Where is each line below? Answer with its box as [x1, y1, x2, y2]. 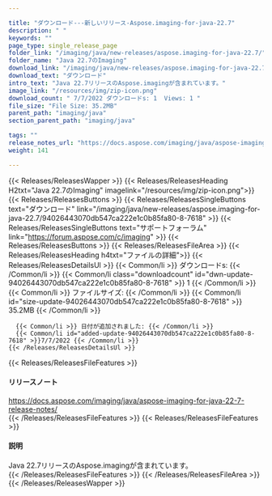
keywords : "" [8, 34, 53, 42]
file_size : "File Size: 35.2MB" [8, 102, 117, 110]
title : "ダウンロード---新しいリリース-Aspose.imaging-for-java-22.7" [8, 19, 236, 27]
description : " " [8, 26, 67, 35]
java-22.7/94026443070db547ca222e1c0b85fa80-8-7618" [8, 213, 206, 223]
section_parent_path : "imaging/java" [8, 117, 136, 125]
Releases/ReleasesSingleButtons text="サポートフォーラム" [8, 223, 207, 232]
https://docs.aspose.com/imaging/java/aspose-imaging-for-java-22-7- [8, 396, 245, 405]
